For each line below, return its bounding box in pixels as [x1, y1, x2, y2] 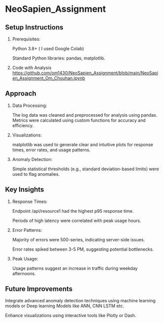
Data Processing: [12, 102, 47, 108]
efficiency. [12, 122, 33, 129]
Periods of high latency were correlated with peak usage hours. [12, 218, 141, 224]
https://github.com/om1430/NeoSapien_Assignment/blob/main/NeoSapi [12, 70, 159, 76]
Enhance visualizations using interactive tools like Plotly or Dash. [5, 313, 136, 319]
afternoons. [12, 270, 36, 276]
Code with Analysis [12, 65, 52, 70]
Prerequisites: [12, 36, 41, 42]
